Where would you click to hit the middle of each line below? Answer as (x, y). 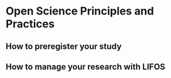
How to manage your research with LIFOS (85, 67)
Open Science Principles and (80, 11)
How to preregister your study (64, 46)
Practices (30, 24)
